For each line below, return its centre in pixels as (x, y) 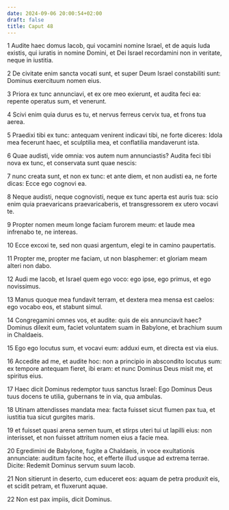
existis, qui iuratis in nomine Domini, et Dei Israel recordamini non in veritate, (114, 53)
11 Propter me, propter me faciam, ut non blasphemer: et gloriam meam (107, 258)
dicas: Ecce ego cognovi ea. (47, 184)
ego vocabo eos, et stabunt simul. (55, 307)
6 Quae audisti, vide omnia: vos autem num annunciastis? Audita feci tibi (109, 156)
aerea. (16, 122)
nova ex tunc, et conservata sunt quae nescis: (72, 163)
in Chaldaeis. (25, 335)
